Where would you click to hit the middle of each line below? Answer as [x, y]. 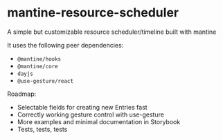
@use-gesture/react [45, 81]
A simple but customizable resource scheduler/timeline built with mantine [112, 32]
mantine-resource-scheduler [93, 13]
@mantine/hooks [39, 59]
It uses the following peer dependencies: [65, 45]
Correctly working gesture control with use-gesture [91, 114]
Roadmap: [22, 94]
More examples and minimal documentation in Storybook [99, 121]
